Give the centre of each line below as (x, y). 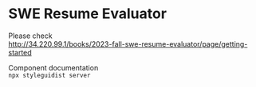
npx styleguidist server (49, 75)
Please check (31, 36)
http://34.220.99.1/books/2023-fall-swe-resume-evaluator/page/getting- (128, 43)
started (20, 52)
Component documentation (53, 67)
